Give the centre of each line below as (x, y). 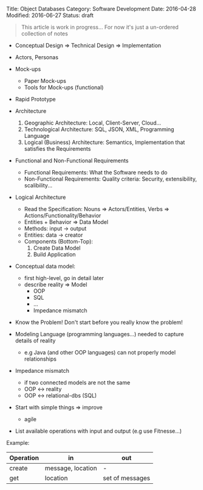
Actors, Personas (37, 57)
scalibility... (38, 185)
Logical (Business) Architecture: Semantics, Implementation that (105, 142)
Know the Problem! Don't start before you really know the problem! (99, 322)
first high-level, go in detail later (64, 278)
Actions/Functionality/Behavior (63, 215)
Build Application (54, 254)
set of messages (127, 478)
